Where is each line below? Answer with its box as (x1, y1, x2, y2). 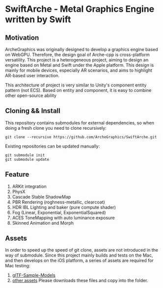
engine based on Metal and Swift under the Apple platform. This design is (5, 62, 154, 68)
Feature (5, 171, 29, 179)
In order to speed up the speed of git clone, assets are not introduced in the (5, 247, 159, 253)
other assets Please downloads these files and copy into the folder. (12, 278, 148, 284)
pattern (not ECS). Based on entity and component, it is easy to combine (5, 87, 152, 93)
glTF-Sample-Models (12, 272, 55, 278)
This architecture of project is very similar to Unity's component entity (5, 82, 147, 88)
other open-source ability (5, 92, 56, 98)
